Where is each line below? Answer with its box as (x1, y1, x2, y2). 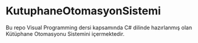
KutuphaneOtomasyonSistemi (5, 4, 162, 18)
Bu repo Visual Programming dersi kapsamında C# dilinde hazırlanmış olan (5, 24, 193, 31)
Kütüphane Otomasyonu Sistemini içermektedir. (5, 30, 125, 37)
